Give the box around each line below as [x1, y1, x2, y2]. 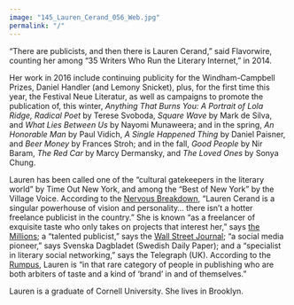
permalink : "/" [9, 21, 66, 30]
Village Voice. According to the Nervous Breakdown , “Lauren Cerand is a [9, 192, 275, 204]
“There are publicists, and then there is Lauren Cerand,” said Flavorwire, [9, 45, 273, 56]
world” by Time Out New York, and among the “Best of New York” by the [9, 184, 275, 194]
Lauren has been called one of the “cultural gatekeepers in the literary [9, 174, 265, 184]
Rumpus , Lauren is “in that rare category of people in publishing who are [9, 259, 275, 270]
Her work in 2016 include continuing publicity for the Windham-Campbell [9, 72, 276, 82]
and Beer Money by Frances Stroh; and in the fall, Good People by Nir [9, 138, 263, 149]
